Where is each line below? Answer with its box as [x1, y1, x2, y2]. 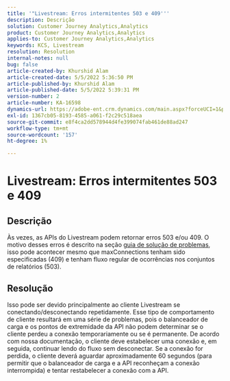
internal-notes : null [7, 55, 69, 62]
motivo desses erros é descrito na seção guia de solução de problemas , [7, 241, 211, 249]
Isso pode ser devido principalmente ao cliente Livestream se [7, 300, 181, 309]
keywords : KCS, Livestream [7, 42, 84, 49]
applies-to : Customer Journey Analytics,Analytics [7, 36, 155, 43]
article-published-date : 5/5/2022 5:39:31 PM [7, 86, 139, 93]
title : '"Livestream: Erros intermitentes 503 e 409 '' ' [7, 10, 170, 17]
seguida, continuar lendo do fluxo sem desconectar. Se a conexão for [7, 344, 203, 352]
